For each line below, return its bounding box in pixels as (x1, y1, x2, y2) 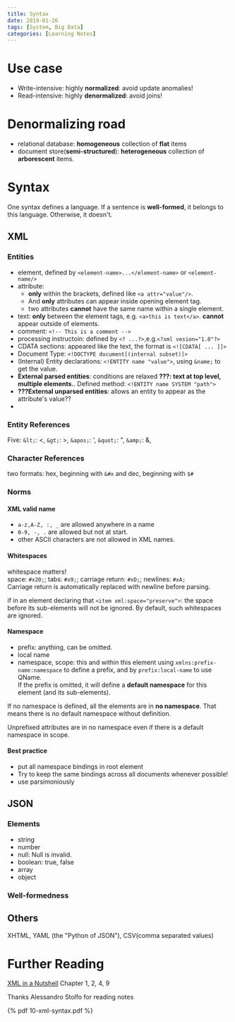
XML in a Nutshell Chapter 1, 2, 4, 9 (7, 979, 110, 987)
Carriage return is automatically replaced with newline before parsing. (7, 582, 210, 591)
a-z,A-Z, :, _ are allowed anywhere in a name (17, 521, 155, 529)
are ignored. (7, 611, 43, 620)
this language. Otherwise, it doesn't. (7, 210, 113, 219)
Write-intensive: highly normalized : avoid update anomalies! (17, 84, 193, 93)
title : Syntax (7, 10, 49, 18)
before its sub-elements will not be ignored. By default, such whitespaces (7, 603, 222, 612)
